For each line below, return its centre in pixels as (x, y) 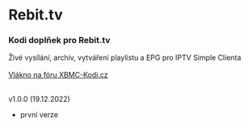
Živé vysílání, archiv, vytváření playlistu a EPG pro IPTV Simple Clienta (125, 57)
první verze (39, 115)
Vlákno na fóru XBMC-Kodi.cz (58, 75)
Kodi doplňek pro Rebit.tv (59, 40)
